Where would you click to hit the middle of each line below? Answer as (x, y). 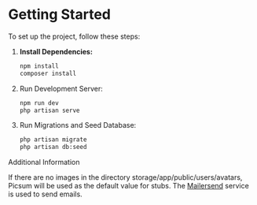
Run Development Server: (61, 88)
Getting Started (60, 15)
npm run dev (39, 103)
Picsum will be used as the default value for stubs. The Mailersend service (128, 186)
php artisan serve (50, 110)
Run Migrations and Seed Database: (78, 125)
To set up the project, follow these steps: (74, 36)
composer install (48, 73)
